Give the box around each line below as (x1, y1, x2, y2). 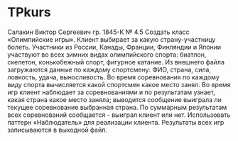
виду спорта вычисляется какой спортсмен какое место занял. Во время (7, 80, 231, 89)
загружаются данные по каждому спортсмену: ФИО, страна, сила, (7, 65, 212, 74)
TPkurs (7, 4, 51, 21)
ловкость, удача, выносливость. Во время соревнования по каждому (7, 72, 220, 81)
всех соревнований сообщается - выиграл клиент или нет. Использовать (7, 111, 231, 119)
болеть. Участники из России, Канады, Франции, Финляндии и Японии (7, 43, 222, 51)
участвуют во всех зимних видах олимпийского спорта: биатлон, (7, 50, 207, 59)
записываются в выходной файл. (7, 125, 108, 134)
